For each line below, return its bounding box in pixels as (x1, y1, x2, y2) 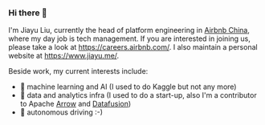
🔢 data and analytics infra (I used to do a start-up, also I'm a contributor (19, 91, 257, 100)
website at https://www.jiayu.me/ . (8, 51, 120, 61)
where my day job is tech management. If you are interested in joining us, (8, 34, 251, 43)
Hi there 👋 (8, 7, 48, 18)
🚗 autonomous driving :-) (19, 107, 103, 117)
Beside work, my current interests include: (8, 67, 149, 76)
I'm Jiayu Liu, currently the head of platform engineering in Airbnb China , (8, 26, 251, 35)
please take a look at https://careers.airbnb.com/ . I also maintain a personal (8, 42, 259, 52)
